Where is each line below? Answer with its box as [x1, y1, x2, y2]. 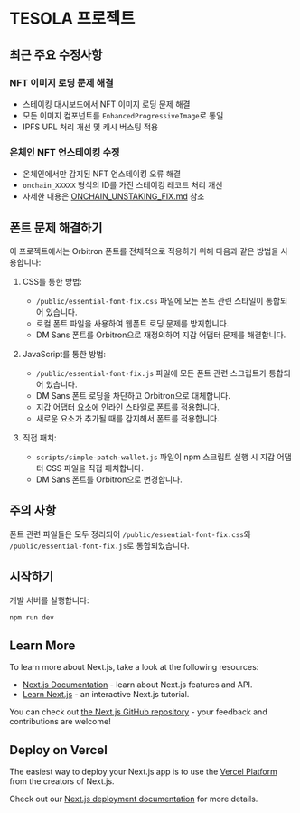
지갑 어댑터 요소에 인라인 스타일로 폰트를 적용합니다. [35, 402, 220, 412]
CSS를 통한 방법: [22, 276, 83, 287]
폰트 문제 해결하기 [9, 220, 103, 235]
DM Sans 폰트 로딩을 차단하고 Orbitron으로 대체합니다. [35, 390, 231, 401]
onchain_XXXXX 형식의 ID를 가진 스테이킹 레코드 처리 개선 [22, 180, 223, 191]
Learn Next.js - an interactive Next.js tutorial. [22, 689, 190, 700]
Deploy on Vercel [9, 742, 108, 758]
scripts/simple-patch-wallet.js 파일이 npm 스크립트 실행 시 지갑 [35, 451, 276, 462]
